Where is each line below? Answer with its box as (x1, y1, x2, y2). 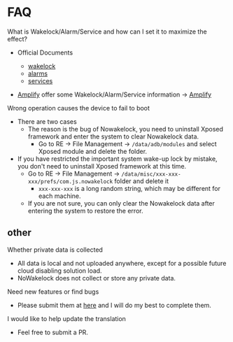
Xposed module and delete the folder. (38, 147, 148, 155)
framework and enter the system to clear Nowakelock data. (27, 132, 199, 141)
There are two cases (17, 117, 77, 126)
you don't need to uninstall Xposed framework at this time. (17, 162, 187, 170)
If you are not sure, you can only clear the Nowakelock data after (27, 199, 216, 207)
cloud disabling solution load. (17, 266, 103, 275)
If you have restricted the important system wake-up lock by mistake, (17, 155, 218, 163)
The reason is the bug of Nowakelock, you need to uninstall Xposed (27, 124, 224, 133)
